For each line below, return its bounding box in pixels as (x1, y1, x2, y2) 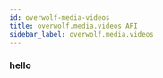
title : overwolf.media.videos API (9, 22, 139, 30)
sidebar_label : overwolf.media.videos (9, 30, 154, 39)
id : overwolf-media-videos (9, 13, 110, 22)
